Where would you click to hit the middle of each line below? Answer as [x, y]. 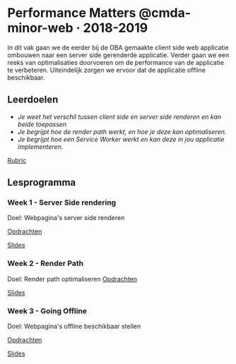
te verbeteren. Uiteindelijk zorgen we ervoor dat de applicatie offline [107, 70]
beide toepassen [42, 124]
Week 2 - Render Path [45, 264]
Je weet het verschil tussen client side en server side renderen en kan [119, 116]
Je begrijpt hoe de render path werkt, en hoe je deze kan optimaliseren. [122, 131]
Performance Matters [72, 13]
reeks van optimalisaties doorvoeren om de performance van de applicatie [116, 62]
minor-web [40, 28]
